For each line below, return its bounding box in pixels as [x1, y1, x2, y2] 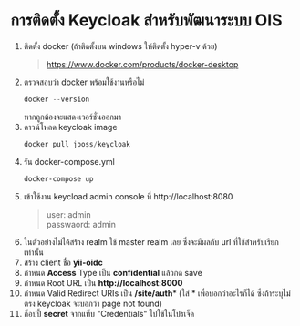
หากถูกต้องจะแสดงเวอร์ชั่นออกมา [23, 111, 122, 122]
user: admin [46, 209, 92, 219]
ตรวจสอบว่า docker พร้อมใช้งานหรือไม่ [23, 76, 145, 87]
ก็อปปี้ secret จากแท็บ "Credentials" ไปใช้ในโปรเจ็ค [23, 308, 195, 319]
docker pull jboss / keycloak [23, 139, 130, 148]
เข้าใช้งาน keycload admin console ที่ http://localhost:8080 [23, 190, 233, 201]
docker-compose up [23, 174, 94, 183]
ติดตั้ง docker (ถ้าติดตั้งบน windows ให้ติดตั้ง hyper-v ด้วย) [23, 40, 218, 51]
